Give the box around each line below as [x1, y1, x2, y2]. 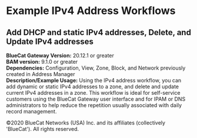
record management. [6, 108, 57, 115]
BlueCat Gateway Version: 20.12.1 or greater [6, 52, 115, 59]
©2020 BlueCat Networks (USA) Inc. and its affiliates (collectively [6, 119, 166, 126]
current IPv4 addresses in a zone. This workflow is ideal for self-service [6, 89, 181, 96]
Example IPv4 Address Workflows [6, 4, 176, 18]
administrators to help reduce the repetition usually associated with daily [6, 102, 182, 109]
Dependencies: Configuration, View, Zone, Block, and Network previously [6, 64, 186, 71]
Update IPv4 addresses [6, 36, 94, 46]
